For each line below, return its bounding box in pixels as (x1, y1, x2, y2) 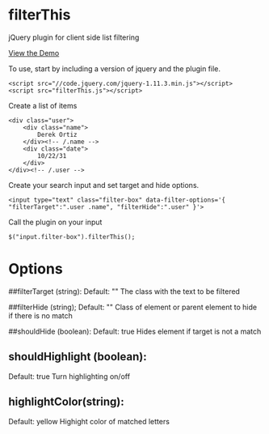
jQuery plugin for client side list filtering (8, 32, 140, 42)
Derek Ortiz (37, 130, 78, 138)
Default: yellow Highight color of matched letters (8, 416, 170, 426)
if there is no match (8, 310, 73, 321)
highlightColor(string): (8, 395, 125, 409)
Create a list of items (8, 100, 78, 110)
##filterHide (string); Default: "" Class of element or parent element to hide (8, 302, 257, 312)
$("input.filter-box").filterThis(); (8, 232, 136, 240)
